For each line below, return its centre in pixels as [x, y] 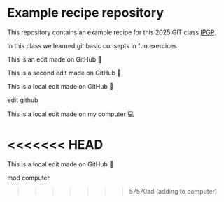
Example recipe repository [86, 13]
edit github [23, 100]
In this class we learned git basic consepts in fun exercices [92, 45]
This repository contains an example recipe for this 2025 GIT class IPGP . [112, 32]
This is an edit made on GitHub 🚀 [55, 59]
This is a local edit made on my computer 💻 [71, 114]
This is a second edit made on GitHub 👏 [64, 73]
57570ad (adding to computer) [173, 191]
